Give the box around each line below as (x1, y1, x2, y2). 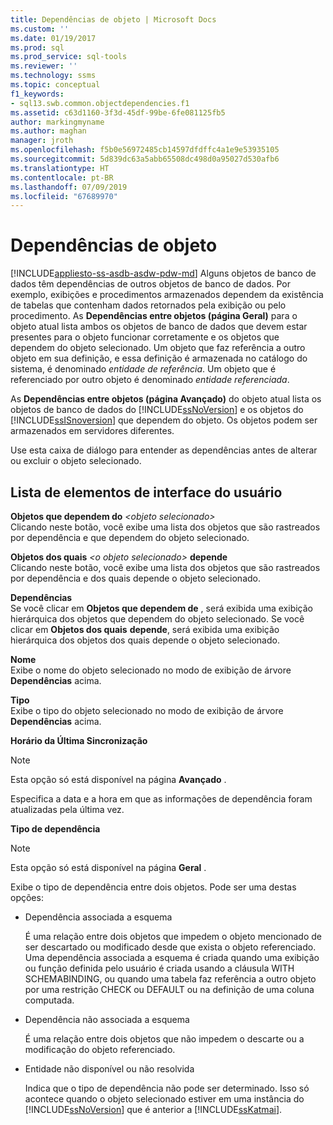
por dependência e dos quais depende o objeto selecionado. (10, 572, 261, 584)
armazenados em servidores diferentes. (10, 425, 175, 437)
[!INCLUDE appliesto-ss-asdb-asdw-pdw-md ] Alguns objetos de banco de (10, 267, 317, 280)
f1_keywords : (10, 89, 65, 99)
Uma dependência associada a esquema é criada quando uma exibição (24, 952, 320, 963)
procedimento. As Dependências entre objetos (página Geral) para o (10, 310, 298, 322)
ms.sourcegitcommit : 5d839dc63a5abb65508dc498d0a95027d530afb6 (10, 154, 280, 164)
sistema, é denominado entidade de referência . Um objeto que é (10, 363, 277, 375)
